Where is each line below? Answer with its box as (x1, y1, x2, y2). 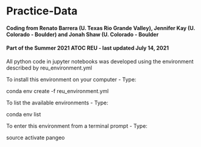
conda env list (6, 110, 41, 118)
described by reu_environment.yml (6, 64, 92, 71)
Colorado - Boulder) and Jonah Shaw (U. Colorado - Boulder (6, 31, 159, 38)
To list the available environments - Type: (6, 99, 108, 106)
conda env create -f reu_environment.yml (6, 87, 109, 94)
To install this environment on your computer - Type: (6, 76, 137, 83)
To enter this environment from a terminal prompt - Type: (6, 122, 147, 130)
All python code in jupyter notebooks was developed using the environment (6, 58, 194, 65)
